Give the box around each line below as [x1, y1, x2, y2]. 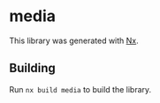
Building [9, 61, 56, 76]
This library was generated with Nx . [9, 35, 139, 46]
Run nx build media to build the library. [9, 84, 152, 94]
